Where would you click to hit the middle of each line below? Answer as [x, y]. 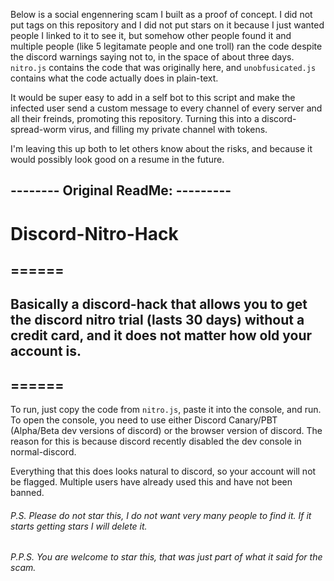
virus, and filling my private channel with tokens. [168, 129]
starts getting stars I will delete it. [79, 526]
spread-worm [38, 129]
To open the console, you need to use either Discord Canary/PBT [144, 420]
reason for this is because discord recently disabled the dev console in [156, 441]
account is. [46, 351]
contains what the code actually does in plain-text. [114, 78]
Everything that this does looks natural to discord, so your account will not [163, 471]
